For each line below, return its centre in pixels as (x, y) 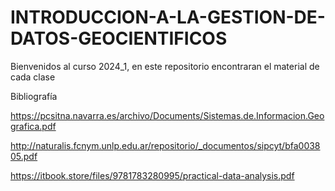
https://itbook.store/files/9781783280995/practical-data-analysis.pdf (152, 175)
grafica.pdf (33, 126)
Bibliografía (34, 96)
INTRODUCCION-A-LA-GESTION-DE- (168, 17)
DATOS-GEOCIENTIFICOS (119, 38)
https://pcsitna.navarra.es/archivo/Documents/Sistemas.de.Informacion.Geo (167, 115)
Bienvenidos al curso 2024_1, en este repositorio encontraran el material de (165, 66)
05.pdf (24, 156)
